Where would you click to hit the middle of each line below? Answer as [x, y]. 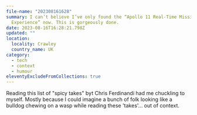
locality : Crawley [34, 44]
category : [18, 55]
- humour [22, 71]
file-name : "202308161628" [39, 11]
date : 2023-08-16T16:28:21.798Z [45, 28]
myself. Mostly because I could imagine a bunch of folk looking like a [89, 99]
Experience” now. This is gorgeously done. [65, 22]
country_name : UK [33, 50]
